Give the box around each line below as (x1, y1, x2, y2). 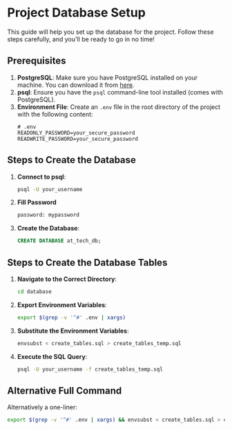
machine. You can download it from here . (17, 81, 135, 89)
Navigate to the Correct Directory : (17, 275, 117, 283)
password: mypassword (17, 212, 79, 219)
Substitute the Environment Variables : (17, 326, 129, 335)
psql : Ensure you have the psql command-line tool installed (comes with (17, 88, 223, 96)
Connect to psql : (17, 173, 66, 181)
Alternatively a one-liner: (7, 403, 78, 411)
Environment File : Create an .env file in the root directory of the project (17, 102, 221, 111)
